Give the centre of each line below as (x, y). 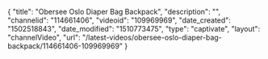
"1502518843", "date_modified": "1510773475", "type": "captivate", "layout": (134, 29)
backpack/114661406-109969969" (65, 46)
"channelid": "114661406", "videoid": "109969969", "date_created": (119, 20)
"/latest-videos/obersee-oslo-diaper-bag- (153, 37)
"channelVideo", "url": (44, 37)
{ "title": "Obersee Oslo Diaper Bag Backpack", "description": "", (114, 12)
